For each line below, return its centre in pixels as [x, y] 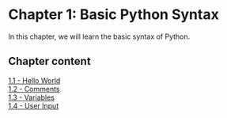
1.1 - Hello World [34, 80]
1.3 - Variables [32, 97]
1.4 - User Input [34, 105]
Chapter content [49, 61]
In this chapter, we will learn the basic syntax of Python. [99, 36]
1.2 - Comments [34, 89]
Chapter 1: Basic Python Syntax [114, 15]
